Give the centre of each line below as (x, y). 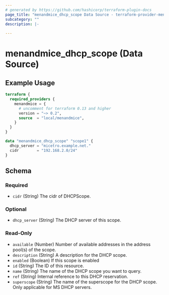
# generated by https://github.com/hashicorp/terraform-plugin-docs (78, 10)
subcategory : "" (22, 19)
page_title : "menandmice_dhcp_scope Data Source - (59, 15)
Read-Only (19, 233)
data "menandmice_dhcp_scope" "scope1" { (49, 141)
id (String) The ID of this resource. (48, 266)
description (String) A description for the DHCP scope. (70, 255)
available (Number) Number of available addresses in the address (81, 244)
